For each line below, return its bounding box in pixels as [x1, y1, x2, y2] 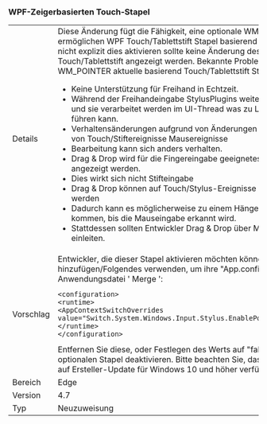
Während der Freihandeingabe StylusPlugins [71, 94, 238, 105]
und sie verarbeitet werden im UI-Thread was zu [71, 103, 253, 115]
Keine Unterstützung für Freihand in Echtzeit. [71, 84, 239, 95]
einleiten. [71, 233, 106, 244]
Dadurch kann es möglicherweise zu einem [71, 203, 233, 214]
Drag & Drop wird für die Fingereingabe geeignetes [71, 154, 262, 165]
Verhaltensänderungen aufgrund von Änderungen [71, 123, 257, 134]
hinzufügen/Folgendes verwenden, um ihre [57, 263, 219, 274]
